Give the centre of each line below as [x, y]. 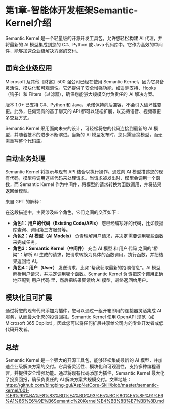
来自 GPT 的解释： [25, 201]
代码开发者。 [18, 329]
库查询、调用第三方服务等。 [41, 229]
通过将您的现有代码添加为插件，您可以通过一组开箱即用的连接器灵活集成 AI [83, 311]
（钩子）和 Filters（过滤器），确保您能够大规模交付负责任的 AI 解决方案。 [81, 94]
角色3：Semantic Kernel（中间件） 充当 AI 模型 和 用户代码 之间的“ [83, 248]
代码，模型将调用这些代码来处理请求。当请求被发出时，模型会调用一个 [82, 178]
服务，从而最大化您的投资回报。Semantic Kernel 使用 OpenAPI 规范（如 [80, 317]
